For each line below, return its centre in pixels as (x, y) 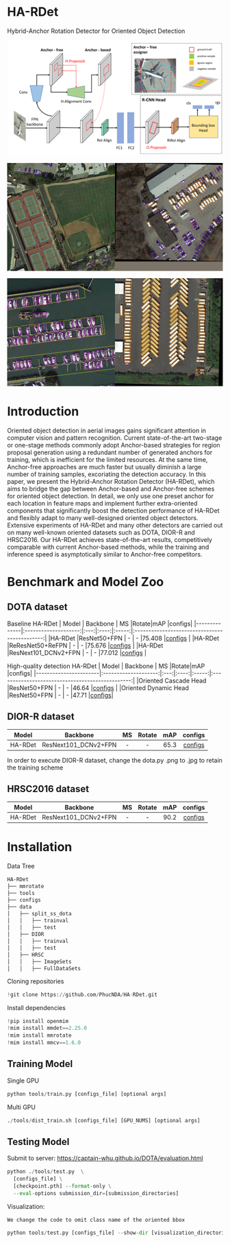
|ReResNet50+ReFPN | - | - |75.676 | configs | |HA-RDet (85, 645)
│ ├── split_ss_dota (39, 913)
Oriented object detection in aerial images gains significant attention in (107, 430)
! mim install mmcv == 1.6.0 (44, 1043)
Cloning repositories (36, 981)
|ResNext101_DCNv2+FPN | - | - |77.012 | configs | (77, 652)
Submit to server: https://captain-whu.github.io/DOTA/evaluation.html (105, 1158)
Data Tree (21, 866)
